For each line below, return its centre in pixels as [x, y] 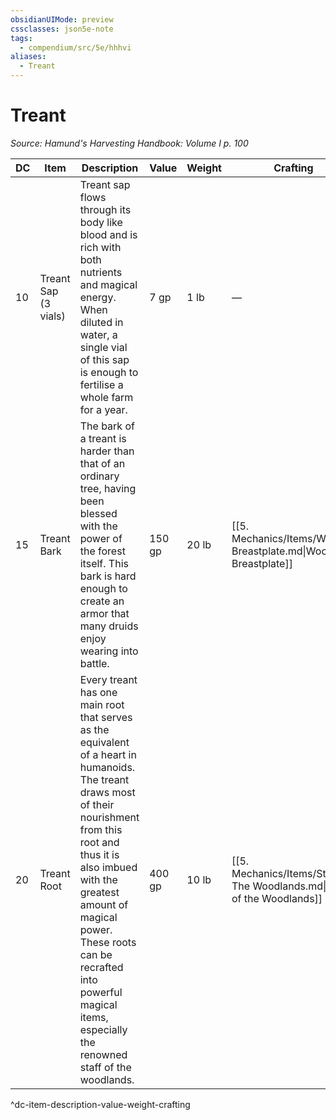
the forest [102, 551]
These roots [108, 942]
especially [103, 1029]
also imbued [108, 867]
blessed [98, 513]
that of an [102, 463]
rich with [100, 247]
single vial [103, 347]
